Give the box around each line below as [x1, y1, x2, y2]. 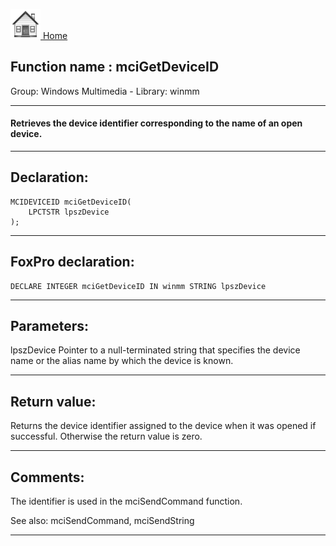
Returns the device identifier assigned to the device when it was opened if [10, 420, 317, 432]
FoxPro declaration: [10, 254, 135, 271]
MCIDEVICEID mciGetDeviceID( [10, 197, 132, 207]
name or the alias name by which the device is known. [10, 355, 234, 367]
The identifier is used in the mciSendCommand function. [10, 495, 243, 508]
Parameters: [10, 318, 89, 335]
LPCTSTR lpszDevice [28, 207, 110, 217]
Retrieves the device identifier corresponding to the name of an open [10, 117, 303, 129]
